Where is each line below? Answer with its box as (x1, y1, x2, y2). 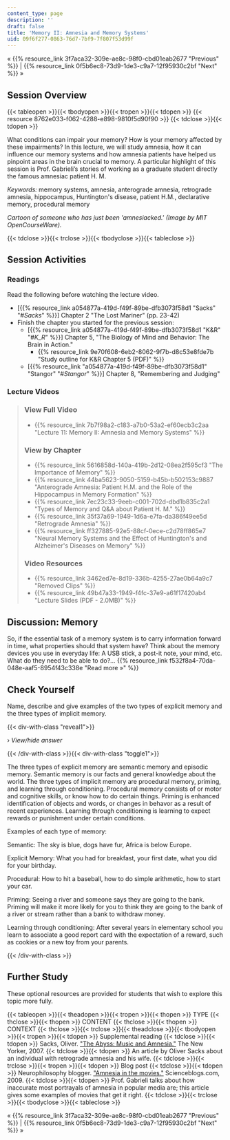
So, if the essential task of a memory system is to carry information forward (7, 634, 222, 643)
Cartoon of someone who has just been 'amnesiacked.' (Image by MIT (7, 213, 208, 221)
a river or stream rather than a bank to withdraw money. (7, 910, 165, 918)
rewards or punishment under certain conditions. (7, 814, 146, 822)
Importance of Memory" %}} (34, 468, 116, 477)
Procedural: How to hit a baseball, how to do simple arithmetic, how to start (7, 875, 221, 883)
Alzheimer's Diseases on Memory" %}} (34, 541, 146, 550)
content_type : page (7, 10, 63, 17)
